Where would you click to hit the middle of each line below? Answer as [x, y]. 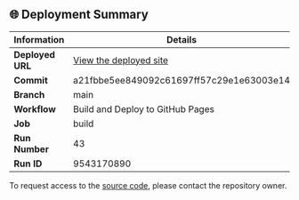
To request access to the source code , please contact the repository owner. [148, 185]
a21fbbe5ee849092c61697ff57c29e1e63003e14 [182, 80]
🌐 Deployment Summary [79, 15]
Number [31, 148]
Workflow [35, 108]
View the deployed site [121, 60]
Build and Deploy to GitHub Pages [144, 108]
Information [39, 39]
